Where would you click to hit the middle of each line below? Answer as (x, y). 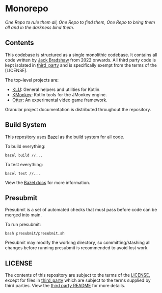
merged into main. (23, 215)
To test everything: (24, 164)
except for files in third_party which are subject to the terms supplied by (78, 280)
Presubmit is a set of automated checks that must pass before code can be (81, 210)
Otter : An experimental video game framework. (60, 100)
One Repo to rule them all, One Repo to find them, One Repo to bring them (80, 22)
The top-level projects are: (32, 80)
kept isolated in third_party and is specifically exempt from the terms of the (81, 65)
